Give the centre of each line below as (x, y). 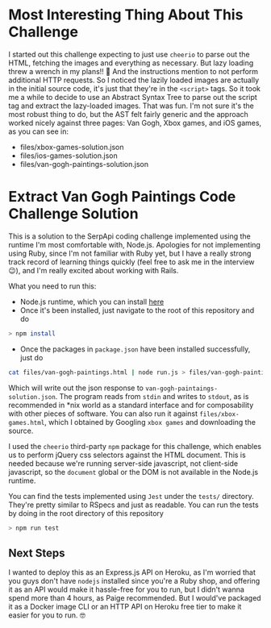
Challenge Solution (73, 214)
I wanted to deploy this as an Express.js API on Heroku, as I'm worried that (132, 572)
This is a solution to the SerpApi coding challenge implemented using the (130, 236)
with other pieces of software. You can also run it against (103, 414)
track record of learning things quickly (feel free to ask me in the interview (132, 262)
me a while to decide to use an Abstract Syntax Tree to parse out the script (133, 97)
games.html (27, 422)
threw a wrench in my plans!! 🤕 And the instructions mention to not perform (133, 71)
